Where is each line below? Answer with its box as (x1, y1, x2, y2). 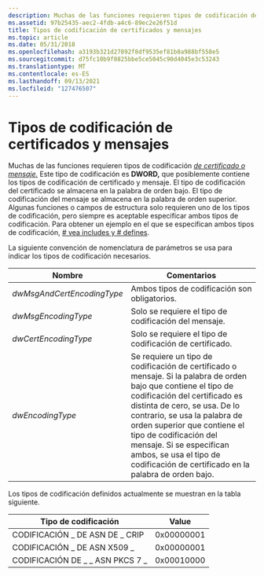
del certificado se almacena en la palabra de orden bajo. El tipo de (8, 186, 223, 196)
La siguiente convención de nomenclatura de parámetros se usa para (8, 243, 233, 252)
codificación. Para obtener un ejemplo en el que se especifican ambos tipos (8, 219, 255, 229)
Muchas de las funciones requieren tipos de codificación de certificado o (8, 161, 246, 171)
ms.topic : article (8, 33, 68, 42)
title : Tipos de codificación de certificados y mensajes (8, 26, 202, 34)
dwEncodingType (12, 410, 77, 421)
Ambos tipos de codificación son (130, 284, 252, 295)
